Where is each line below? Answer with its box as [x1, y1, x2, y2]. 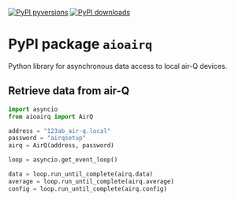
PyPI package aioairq [8, 36, 153, 53]
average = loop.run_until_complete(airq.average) [8, 177, 175, 185]
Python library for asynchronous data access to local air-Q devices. [8, 61, 227, 70]
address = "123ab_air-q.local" [8, 127, 111, 135]
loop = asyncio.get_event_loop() [8, 156, 118, 164]
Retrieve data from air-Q [8, 84, 130, 98]
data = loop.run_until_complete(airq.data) [8, 170, 154, 178]
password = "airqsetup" [8, 135, 87, 142]
